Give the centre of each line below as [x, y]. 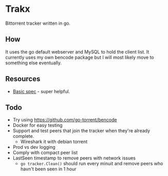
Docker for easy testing [38, 125]
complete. [23, 136]
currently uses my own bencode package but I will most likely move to [80, 57]
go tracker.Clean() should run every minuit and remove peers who [92, 164]
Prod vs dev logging [34, 147]
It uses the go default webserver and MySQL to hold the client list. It [77, 51]
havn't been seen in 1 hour [48, 169]
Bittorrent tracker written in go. [38, 23]
